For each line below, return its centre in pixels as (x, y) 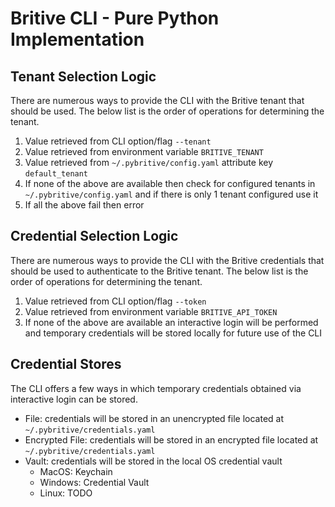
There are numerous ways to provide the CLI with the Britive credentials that (167, 260)
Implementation (77, 39)
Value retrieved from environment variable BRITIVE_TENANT (144, 151)
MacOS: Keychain (76, 471)
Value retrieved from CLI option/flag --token (115, 301)
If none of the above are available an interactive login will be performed (171, 322)
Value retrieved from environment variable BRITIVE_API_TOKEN (151, 311)
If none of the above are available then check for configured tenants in (170, 183)
